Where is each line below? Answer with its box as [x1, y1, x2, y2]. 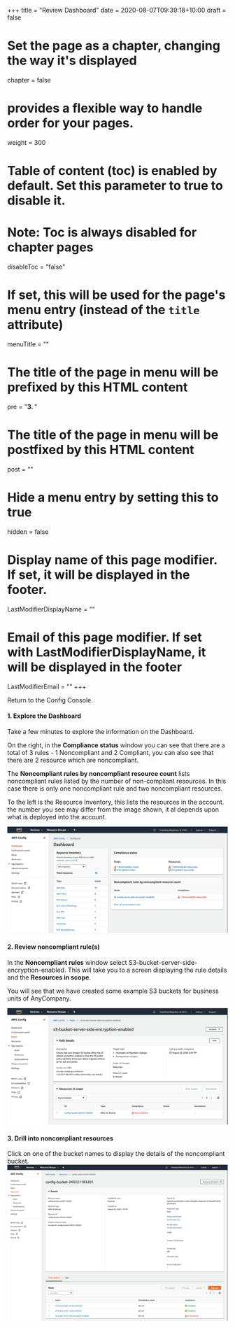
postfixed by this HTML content [7, 442, 194, 458]
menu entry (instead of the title [7, 302, 200, 318]
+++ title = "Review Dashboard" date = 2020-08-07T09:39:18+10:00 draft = [7, 6, 227, 14]
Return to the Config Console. [7, 695, 93, 704]
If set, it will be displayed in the [7, 567, 190, 583]
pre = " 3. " [7, 402, 38, 411]
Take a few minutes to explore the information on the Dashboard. [7, 727, 194, 735]
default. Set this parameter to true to [7, 178, 224, 194]
